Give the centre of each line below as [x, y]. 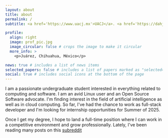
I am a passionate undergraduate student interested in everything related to [83, 88]
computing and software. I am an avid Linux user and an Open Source [77, 94]
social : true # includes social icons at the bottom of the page [74, 74]
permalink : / [19, 19]
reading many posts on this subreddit [43, 130]
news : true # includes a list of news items [52, 65]
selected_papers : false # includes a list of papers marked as [72, 70]
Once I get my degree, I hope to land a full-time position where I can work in [83, 119]
